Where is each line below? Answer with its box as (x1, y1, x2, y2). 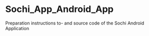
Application (5, 25, 30, 31)
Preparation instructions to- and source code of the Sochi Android (5, 20, 144, 26)
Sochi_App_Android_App (5, 3, 114, 15)
